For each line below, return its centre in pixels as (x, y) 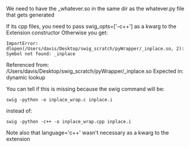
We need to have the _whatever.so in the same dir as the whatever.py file (95, 9)
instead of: (19, 111)
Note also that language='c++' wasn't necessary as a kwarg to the (88, 132)
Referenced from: (28, 65)
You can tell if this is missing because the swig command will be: (85, 89)
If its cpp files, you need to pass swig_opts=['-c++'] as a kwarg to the (91, 26)
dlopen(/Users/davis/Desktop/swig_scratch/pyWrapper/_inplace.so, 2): (95, 49)
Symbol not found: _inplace (41, 54)
